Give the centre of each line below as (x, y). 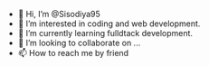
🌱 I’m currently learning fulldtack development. (105, 33)
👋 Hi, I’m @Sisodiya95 (59, 14)
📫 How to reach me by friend (73, 53)
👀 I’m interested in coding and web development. (109, 24)
